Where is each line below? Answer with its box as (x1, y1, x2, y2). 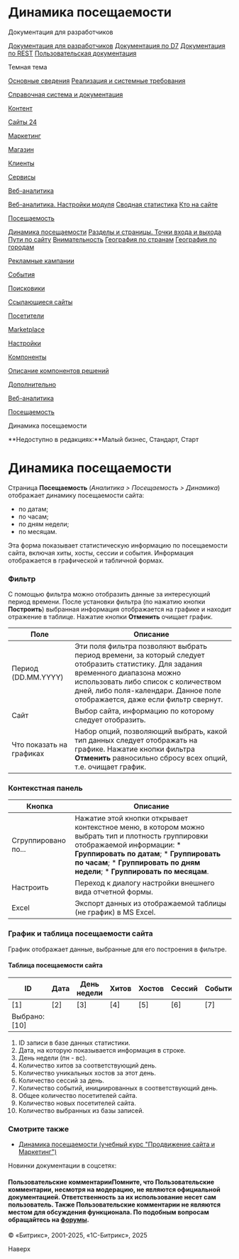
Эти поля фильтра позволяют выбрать (74, 641, 208, 651)
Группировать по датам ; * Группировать (74, 849, 221, 859)
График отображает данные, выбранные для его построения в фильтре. (8, 945, 227, 953)
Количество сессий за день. (18, 1076, 105, 1085)
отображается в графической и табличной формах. (8, 556, 165, 565)
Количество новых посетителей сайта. (18, 1099, 137, 1107)
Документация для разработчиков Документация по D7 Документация (8, 41, 226, 50)
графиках (11, 749, 45, 759)
